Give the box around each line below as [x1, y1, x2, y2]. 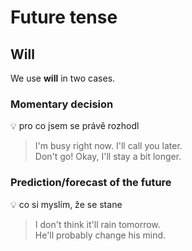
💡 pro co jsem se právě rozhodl [10, 120, 140, 132]
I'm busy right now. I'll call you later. [34, 140, 183, 152]
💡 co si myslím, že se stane [10, 198, 123, 210]
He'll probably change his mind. [34, 229, 167, 241]
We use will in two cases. [10, 72, 116, 84]
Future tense [10, 6, 118, 29]
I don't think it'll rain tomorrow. [34, 218, 161, 230]
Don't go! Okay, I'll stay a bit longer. [34, 151, 182, 163]
